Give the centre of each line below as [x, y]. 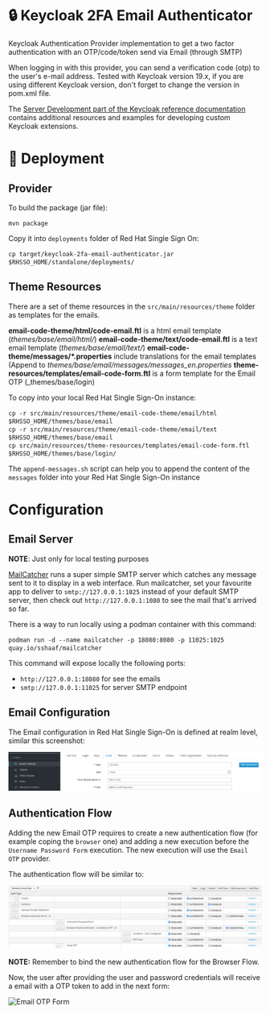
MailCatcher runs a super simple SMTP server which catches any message [133, 574]
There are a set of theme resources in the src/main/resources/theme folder [132, 306]
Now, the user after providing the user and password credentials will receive [135, 977]
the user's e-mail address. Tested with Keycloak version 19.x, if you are [126, 76]
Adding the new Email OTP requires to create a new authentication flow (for [133, 833]
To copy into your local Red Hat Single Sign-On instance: [102, 397]
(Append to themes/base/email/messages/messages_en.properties [120, 364]
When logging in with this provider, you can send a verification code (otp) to [134, 67]
